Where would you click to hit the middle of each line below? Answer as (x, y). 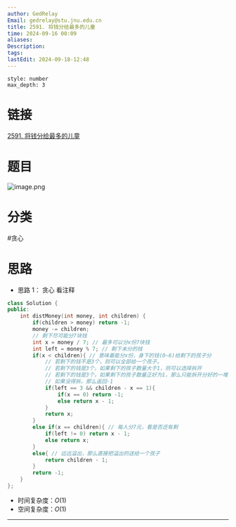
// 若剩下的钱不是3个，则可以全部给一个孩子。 (104, 362)
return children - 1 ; (77, 460)
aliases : (20, 40)
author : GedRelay (33, 14)
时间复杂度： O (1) (42, 500)
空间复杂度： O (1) (42, 509)
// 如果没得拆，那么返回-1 (79, 382)
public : (19, 310)
